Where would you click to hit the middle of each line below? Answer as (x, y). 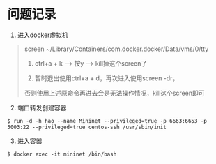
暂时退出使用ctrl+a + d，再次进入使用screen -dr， (107, 78)
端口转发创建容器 (42, 107)
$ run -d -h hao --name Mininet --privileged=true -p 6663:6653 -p (107, 121)
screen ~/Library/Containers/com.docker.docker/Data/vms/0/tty (116, 49)
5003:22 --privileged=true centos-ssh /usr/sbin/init (87, 127)
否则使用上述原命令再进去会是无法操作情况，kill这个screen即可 (114, 93)
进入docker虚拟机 (43, 35)
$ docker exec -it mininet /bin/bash (62, 154)
